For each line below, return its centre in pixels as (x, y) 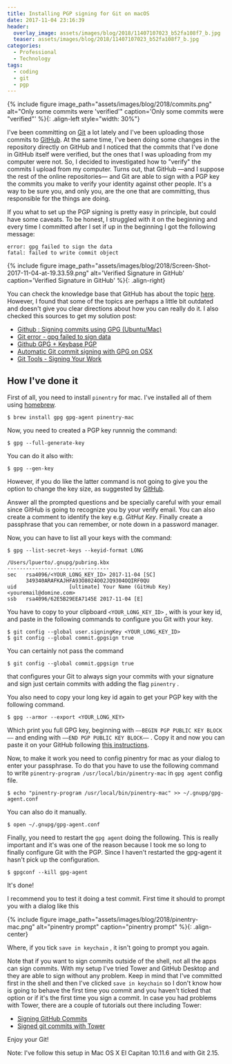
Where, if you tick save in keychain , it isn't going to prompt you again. (108, 948)
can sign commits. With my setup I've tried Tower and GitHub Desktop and (113, 968)
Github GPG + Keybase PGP (57, 345)
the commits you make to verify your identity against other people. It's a (109, 184)
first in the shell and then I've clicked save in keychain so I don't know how (115, 983)
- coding (26, 71)
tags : (15, 65)
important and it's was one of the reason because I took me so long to (107, 845)
